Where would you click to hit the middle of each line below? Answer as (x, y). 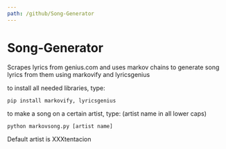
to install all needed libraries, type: (56, 88)
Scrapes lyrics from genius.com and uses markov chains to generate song (113, 67)
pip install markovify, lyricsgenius (62, 100)
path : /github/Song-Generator (51, 14)
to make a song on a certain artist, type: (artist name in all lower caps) (107, 113)
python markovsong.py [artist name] (60, 126)
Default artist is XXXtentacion (49, 139)
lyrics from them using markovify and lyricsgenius (79, 74)
